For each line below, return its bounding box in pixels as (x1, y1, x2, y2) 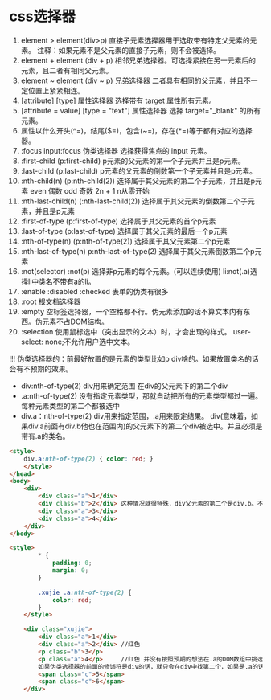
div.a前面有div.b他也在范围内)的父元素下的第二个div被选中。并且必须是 (27, 421, 263, 431)
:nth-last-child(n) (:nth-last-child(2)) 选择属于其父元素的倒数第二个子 (20, 196, 248, 206)
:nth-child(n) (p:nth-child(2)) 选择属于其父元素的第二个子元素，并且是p (20, 176, 256, 186)
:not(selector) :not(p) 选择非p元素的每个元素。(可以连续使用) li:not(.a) (20, 266, 251, 276)
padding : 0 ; (51, 559, 92, 567)
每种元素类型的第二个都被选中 (20, 401, 120, 411)
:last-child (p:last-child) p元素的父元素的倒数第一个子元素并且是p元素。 (20, 166, 257, 175)
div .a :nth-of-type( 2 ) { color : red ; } (23, 455, 154, 463)
